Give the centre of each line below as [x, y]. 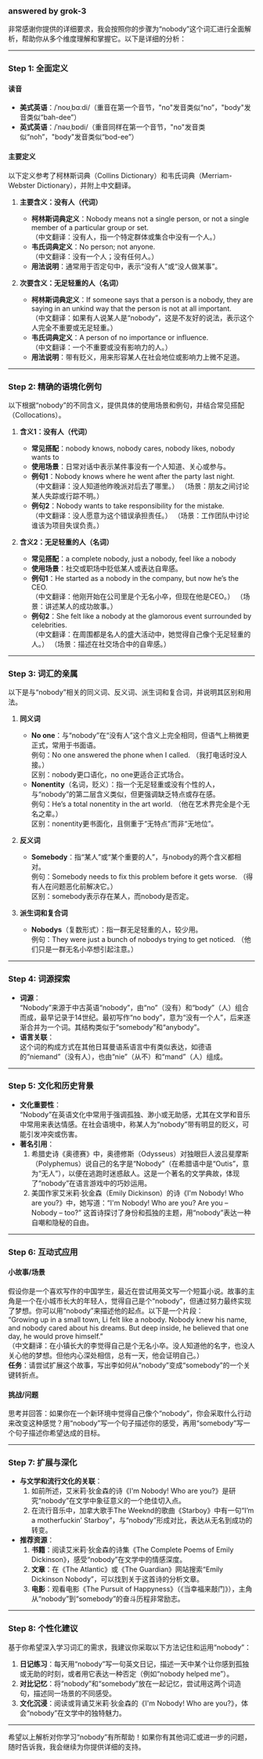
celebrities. [49, 625]
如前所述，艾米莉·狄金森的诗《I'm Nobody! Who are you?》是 [130, 1491]
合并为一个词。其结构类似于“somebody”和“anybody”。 [115, 1027]
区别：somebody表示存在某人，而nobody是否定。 [112, 896]
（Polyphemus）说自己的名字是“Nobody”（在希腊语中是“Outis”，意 [140, 1163]
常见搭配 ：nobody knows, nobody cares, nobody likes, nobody [133, 448]
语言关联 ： [37, 1037]
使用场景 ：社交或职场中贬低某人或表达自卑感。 [106, 568]
